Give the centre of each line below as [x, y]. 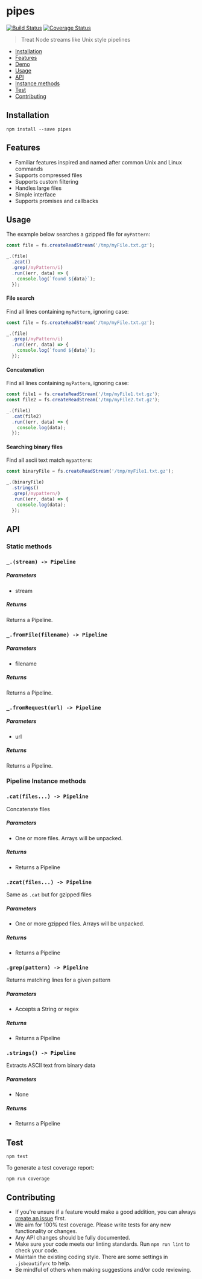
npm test [17, 1157]
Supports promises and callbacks [56, 201]
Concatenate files [28, 809]
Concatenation [25, 369]
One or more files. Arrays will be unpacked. [69, 838]
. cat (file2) [27, 416]
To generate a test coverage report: [50, 1168]
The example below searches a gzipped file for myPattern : [78, 235]
